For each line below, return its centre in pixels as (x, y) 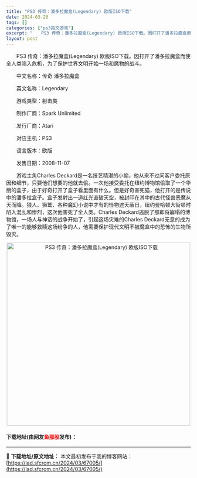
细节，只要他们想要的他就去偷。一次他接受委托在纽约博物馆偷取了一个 (101, 183)
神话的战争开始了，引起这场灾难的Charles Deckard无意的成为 (116, 219)
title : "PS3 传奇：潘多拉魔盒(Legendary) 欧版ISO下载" (69, 11)
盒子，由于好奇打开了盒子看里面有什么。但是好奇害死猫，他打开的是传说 (103, 190)
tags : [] (17, 22)
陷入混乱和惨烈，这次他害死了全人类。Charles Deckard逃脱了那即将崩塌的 (96, 212)
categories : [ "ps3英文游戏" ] (40, 28)
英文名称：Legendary (42, 88)
